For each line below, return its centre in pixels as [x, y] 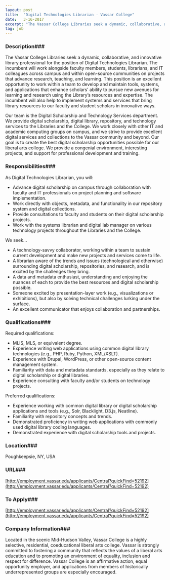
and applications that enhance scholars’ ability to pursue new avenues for [82, 90]
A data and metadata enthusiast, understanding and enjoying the [80, 277]
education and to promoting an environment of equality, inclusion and [78, 556]
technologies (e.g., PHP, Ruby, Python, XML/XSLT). [66, 354]
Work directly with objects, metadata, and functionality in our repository [88, 203]
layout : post [19, 10]
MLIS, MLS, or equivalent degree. [47, 343]
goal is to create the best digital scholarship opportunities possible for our [82, 143]
